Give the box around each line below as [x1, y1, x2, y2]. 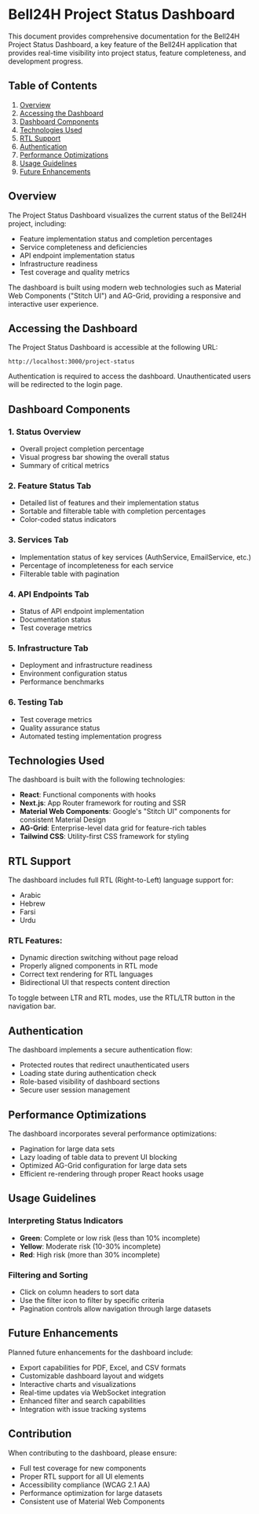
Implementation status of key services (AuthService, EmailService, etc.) [19, 552, 252, 562]
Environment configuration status [19, 669, 128, 678]
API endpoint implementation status [19, 250, 135, 260]
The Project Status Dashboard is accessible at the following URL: [8, 343, 218, 352]
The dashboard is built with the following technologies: [8, 775, 186, 784]
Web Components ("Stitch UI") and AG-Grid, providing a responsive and [8, 290, 242, 300]
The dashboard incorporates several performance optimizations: [8, 1129, 217, 1139]
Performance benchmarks [19, 677, 104, 687]
